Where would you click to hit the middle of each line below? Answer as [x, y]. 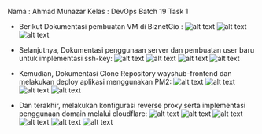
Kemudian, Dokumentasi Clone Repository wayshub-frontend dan [125, 73]
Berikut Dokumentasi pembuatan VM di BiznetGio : [101, 26]
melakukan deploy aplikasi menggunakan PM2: [95, 82]
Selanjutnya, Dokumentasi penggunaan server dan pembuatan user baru [137, 50]
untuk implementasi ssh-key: [66, 58]
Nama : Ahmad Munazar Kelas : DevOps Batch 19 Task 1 [98, 11]
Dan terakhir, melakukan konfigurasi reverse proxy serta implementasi [132, 105]
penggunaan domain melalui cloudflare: [83, 114]
